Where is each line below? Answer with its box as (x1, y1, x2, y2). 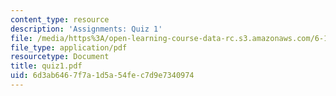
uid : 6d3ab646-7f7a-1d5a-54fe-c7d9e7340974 (10, 71, 195, 81)
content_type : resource (10, 14, 110, 25)
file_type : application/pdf (10, 42, 128, 53)
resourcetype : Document (10, 52, 110, 62)
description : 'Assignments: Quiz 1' (10, 24, 163, 34)
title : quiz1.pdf (10, 61, 83, 71)
